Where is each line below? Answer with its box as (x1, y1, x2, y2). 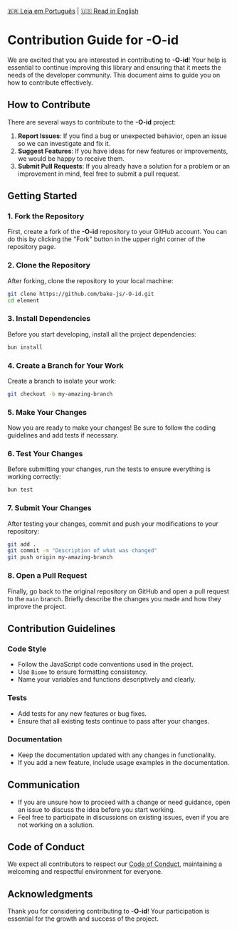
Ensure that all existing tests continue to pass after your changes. (17, 717, 210, 725)
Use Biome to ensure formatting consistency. (17, 667, 148, 676)
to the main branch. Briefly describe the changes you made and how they (7, 594, 222, 603)
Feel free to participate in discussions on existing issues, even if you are (17, 813, 229, 821)
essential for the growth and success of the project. (7, 914, 159, 923)
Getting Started (7, 190, 78, 202)
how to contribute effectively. (7, 78, 94, 87)
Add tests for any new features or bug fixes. (17, 709, 147, 718)
